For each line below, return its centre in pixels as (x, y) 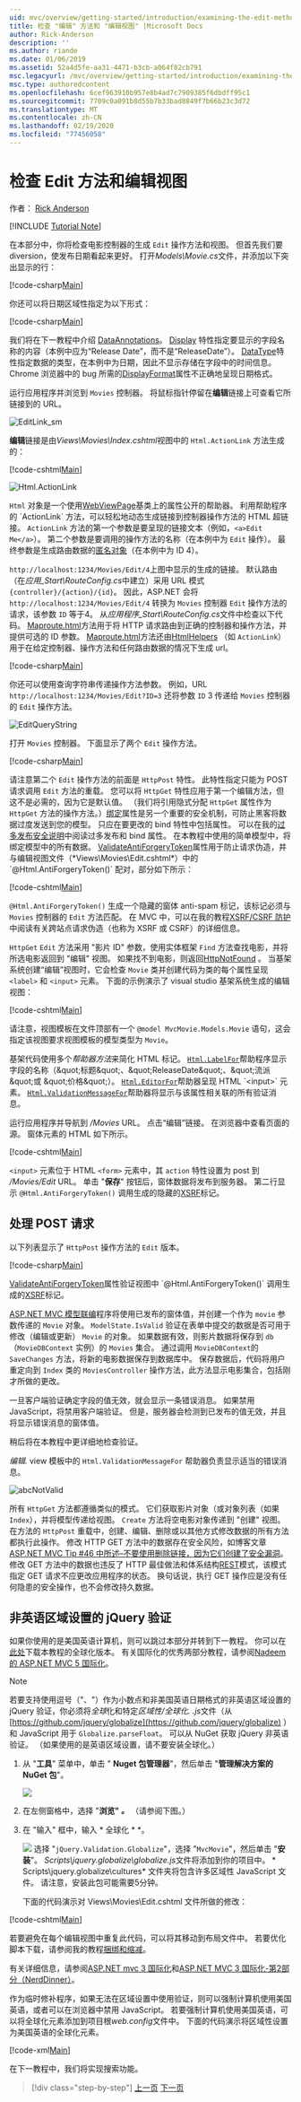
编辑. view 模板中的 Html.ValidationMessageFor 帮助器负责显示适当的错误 (144, 1461)
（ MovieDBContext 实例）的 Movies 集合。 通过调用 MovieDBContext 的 (134, 1348)
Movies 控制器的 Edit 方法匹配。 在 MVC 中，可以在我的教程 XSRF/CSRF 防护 (150, 917)
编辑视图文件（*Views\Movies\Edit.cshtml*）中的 (107, 858)
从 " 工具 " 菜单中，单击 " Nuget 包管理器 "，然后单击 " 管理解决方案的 (148, 1764)
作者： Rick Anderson (49, 208)
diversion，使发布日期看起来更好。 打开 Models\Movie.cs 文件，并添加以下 (145, 256)
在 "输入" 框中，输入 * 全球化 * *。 (86, 1830)
